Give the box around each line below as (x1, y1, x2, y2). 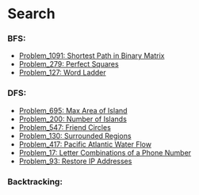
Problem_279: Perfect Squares (18, 59, 120, 69)
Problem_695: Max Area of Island (18, 105, 128, 115)
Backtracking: (7, 176, 63, 187)
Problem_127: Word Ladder (18, 68, 106, 78)
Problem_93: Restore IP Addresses (18, 156, 132, 166)
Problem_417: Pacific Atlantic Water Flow (18, 140, 152, 149)
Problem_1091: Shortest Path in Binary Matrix (18, 51, 165, 60)
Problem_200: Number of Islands (18, 114, 128, 124)
